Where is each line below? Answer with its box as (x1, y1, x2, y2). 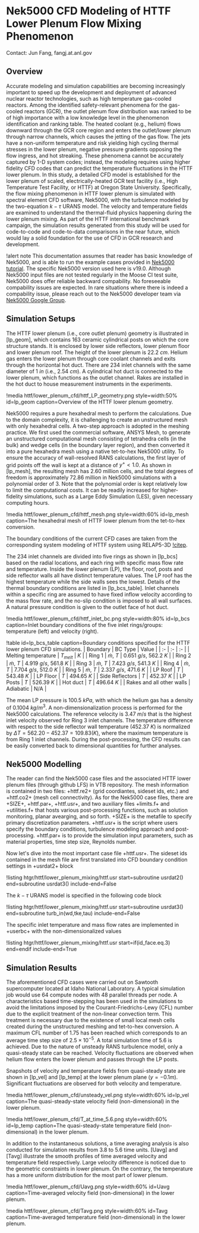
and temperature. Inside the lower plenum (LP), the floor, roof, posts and (6, 566, 183, 573)
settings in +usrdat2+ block (6, 862, 74, 869)
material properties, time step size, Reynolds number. (6, 838, 137, 846)
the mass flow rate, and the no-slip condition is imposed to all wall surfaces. (6, 597, 192, 604)
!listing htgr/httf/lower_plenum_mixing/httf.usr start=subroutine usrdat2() (6, 874, 184, 881)
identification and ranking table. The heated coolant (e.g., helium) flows (6, 120, 181, 128)
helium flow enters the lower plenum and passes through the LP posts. (6, 1055, 179, 1063)
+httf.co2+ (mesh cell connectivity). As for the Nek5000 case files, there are (6, 794, 193, 801)
